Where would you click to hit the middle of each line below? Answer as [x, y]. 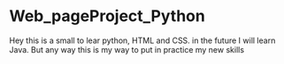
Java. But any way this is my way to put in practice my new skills [127, 49]
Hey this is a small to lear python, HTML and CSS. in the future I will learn [142, 40]
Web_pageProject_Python [107, 16]
